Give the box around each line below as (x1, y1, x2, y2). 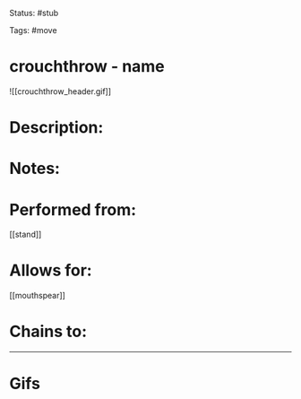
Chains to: (9, 322, 88, 342)
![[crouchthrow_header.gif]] (9, 85, 112, 97)
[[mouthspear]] (9, 291, 65, 301)
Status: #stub (9, 8, 59, 18)
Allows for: (9, 260, 92, 281)
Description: (9, 117, 104, 138)
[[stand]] (9, 229, 42, 240)
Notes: (9, 159, 61, 178)
